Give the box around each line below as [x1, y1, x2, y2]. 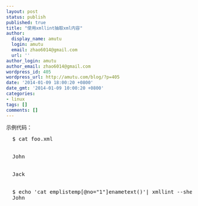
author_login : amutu [6, 58, 57, 64]
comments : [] [6, 107, 38, 113]
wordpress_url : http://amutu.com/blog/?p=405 [6, 74, 120, 80]
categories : [6, 91, 35, 97]
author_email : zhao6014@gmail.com [6, 63, 91, 69]
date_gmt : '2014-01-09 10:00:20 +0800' [6, 85, 104, 91]
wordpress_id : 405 [6, 69, 51, 75]
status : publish [6, 14, 46, 20]
